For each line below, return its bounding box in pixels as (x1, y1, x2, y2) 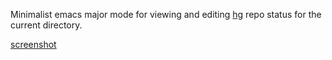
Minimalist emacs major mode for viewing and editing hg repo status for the (10, 9, 322, 20)
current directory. (10, 19, 83, 31)
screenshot (10, 39, 57, 50)
